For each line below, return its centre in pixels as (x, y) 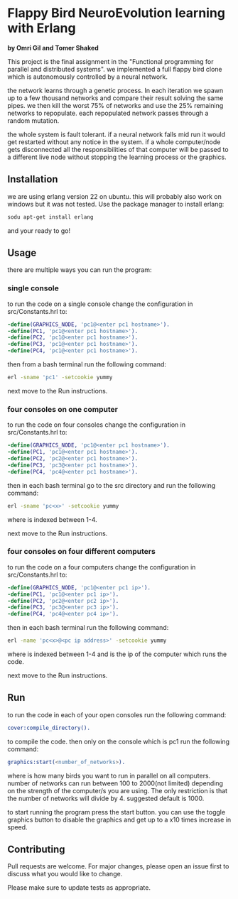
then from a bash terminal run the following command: (87, 364)
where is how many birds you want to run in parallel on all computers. (109, 775)
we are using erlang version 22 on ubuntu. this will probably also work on (115, 196)
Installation (33, 179)
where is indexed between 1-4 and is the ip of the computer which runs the (117, 654)
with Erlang (42, 28)
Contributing (36, 850)
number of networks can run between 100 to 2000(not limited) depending (115, 783)
